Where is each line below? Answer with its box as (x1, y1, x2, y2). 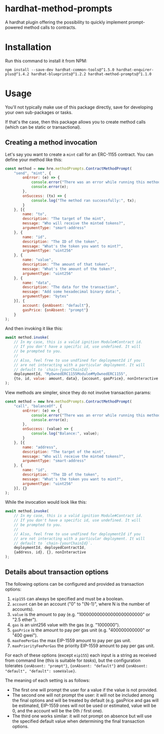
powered (5, 24, 23, 30)
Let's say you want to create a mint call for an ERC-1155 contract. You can (5, 151, 154, 157)
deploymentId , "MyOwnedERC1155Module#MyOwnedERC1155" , (14, 372, 128, 377)
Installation (5, 42, 52, 53)
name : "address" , (22, 445, 58, 450)
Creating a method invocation (5, 138, 98, 147)
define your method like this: (5, 157, 62, 163)
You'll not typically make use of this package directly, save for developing (5, 104, 153, 110)
